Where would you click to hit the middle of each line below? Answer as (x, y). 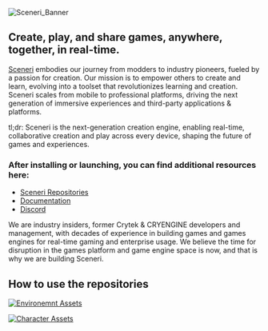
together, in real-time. (64, 50)
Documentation (45, 201)
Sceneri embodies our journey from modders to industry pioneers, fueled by (134, 69)
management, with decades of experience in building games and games (127, 233)
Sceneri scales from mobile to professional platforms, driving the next (123, 94)
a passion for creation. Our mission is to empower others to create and (125, 78)
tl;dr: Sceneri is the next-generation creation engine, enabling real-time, (127, 127)
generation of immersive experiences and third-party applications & (120, 103)
